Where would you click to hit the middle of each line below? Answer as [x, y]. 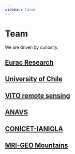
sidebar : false [20, 10]
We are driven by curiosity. [32, 47]
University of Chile [34, 79]
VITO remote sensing [37, 96]
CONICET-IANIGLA [34, 129]
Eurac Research [29, 62]
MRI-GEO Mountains [37, 145]
